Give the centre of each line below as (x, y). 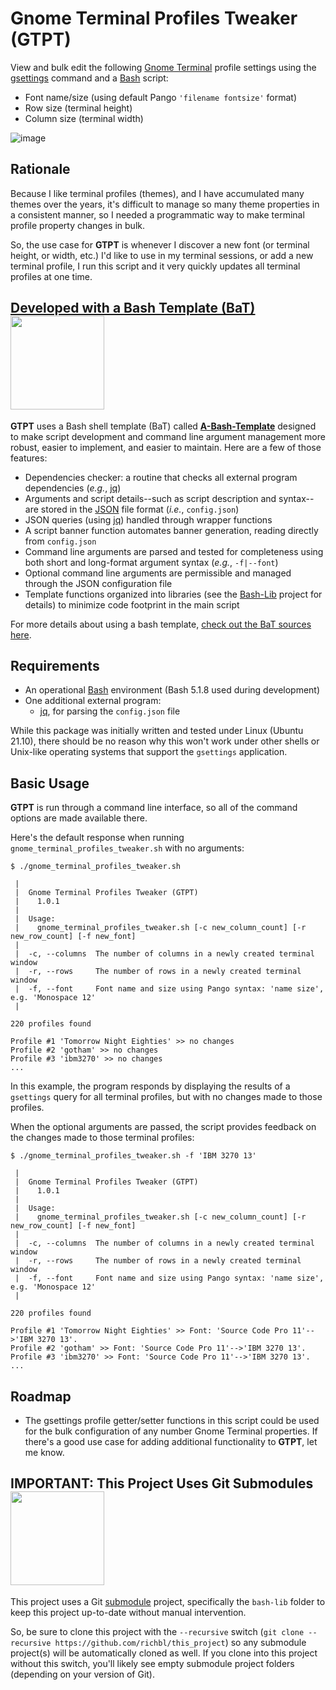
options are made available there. (79, 818)
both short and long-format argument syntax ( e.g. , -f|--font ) (151, 562)
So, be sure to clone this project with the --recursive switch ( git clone (157, 1631)
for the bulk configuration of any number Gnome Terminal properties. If (171, 1431)
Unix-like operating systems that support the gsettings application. (149, 752)
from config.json (60, 541)
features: (29, 458)
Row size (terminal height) (78, 108)
